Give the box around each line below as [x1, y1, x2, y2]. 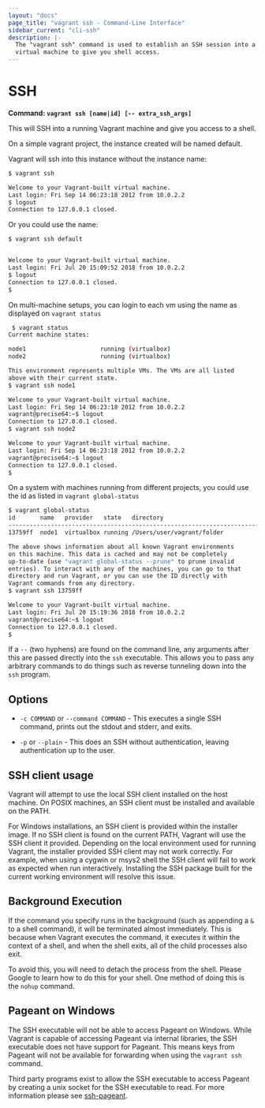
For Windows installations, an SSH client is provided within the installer [8, 822, 238, 831]
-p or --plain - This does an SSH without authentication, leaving [19, 737, 230, 747]
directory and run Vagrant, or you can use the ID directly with [8, 572, 227, 580]
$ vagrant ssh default [8, 235, 83, 243]
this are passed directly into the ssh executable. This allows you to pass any [8, 653, 255, 663]
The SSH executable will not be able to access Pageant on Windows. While [8, 1025, 252, 1035]
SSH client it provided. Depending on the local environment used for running [8, 838, 256, 848]
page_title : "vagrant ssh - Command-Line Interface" [8, 19, 185, 27]
